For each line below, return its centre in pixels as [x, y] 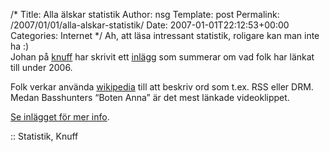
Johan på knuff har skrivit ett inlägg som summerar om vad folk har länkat [162, 57]
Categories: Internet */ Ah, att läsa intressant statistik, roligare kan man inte [165, 35]
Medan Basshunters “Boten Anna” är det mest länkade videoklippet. [150, 97]
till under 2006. [41, 67]
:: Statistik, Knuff [44, 136]
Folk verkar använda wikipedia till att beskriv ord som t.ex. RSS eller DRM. [162, 87]
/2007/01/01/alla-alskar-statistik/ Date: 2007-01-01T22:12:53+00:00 [150, 25]
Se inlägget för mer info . [60, 117]
